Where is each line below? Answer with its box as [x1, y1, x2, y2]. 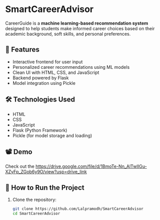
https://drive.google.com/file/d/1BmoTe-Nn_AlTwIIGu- [35, 163, 147, 169]
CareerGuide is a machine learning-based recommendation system [5, 20, 148, 26]
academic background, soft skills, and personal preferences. [5, 31, 131, 37]
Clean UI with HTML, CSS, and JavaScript [12, 69, 100, 75]
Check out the [5, 163, 35, 169]
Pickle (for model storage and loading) [12, 132, 92, 139]
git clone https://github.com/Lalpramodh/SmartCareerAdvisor [12, 206, 144, 211]
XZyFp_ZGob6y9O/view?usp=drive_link [5, 169, 87, 175]
